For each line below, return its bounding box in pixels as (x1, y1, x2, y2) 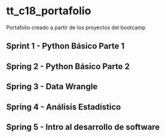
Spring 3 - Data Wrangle (6, 81, 98, 92)
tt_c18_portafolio (6, 4, 91, 18)
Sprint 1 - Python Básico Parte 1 (6, 41, 125, 51)
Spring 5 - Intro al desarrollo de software (6, 122, 160, 132)
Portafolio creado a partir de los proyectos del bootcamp (6, 24, 146, 31)
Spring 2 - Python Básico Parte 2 (6, 61, 130, 71)
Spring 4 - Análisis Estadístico (6, 102, 121, 112)
